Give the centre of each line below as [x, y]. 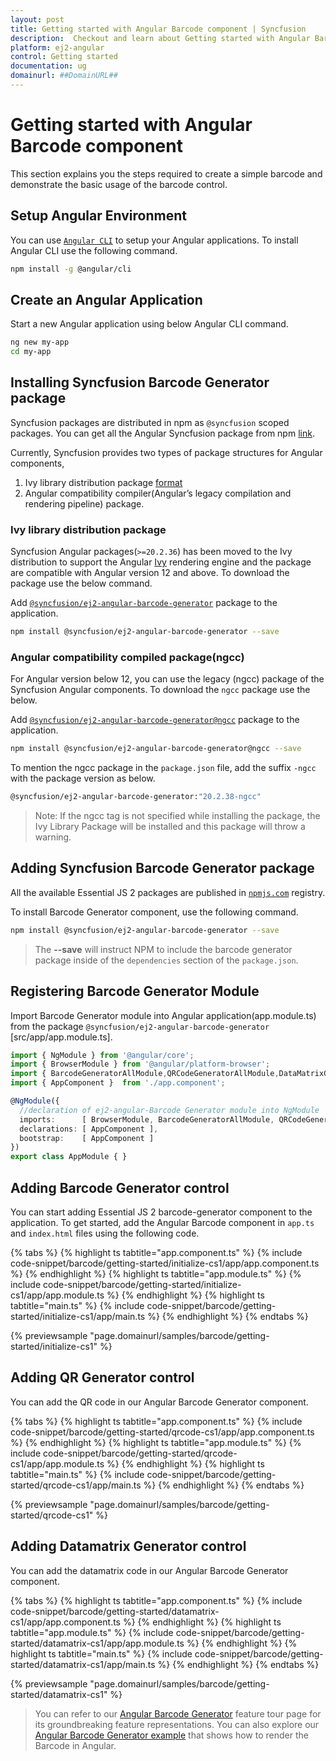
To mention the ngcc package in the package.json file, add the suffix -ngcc [163, 768]
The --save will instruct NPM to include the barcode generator [163, 949]
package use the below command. [81, 583]
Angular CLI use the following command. [94, 250]
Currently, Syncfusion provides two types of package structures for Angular [166, 452]
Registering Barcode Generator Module [135, 991]
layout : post [37, 19]
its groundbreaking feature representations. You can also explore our [177, 1724]
